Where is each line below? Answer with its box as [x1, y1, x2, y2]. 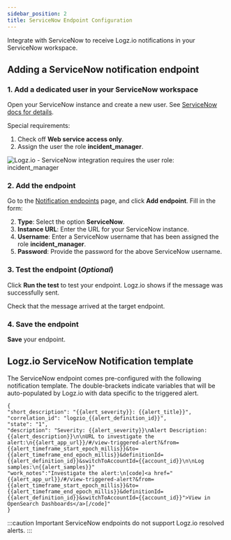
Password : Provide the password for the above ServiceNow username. [17, 248, 223, 256]
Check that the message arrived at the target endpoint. [7, 301, 165, 310]
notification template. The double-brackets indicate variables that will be [7, 381, 216, 390]
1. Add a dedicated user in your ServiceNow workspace [7, 85, 199, 94]
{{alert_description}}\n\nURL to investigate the [7, 433, 155, 440]
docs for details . [7, 108, 54, 116]
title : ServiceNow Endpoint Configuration [7, 17, 133, 24]
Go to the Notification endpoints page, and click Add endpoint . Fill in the [7, 197, 216, 205]
